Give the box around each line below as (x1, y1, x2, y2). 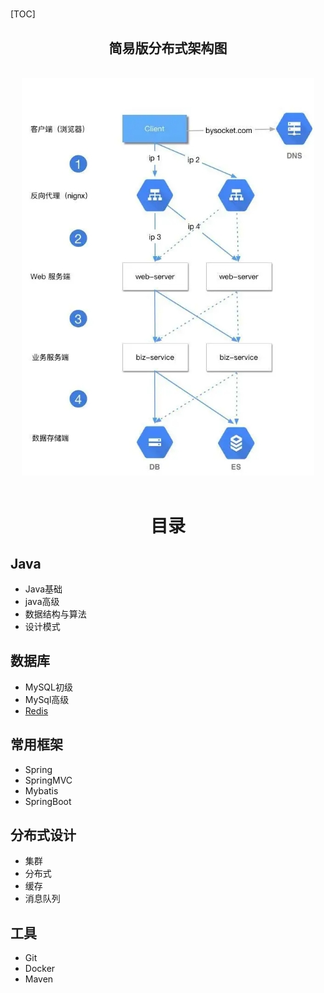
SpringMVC (24, 774, 73, 786)
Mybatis (24, 784, 59, 797)
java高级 (24, 596, 60, 607)
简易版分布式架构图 (108, 39, 228, 57)
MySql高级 (24, 693, 70, 705)
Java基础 (24, 583, 63, 595)
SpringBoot (24, 795, 72, 807)
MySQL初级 (24, 681, 73, 693)
